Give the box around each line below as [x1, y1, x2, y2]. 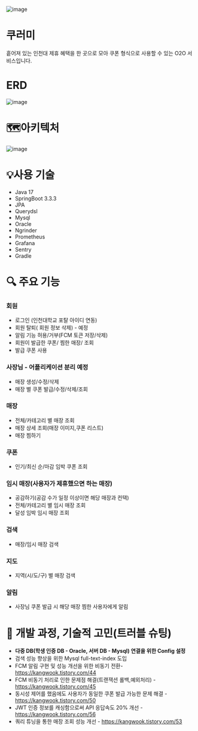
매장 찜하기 [14, 431, 41, 438]
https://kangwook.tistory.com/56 [14, 711, 96, 718]
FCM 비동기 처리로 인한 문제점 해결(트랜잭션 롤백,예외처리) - [14, 676, 156, 684]
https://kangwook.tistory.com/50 [14, 697, 96, 704]
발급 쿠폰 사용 [14, 347, 47, 354]
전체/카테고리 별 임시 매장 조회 [14, 502, 86, 509]
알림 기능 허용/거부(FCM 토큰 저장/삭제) [14, 332, 108, 339]
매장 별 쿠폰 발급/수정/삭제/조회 [14, 385, 89, 393]
